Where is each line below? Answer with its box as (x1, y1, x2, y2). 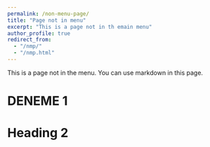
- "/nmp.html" (13, 50, 55, 57)
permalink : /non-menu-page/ (7, 10, 90, 17)
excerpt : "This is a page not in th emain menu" (7, 23, 152, 30)
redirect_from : (7, 36, 52, 43)
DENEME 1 (7, 93, 68, 109)
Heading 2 (7, 125, 69, 141)
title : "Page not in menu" (7, 17, 86, 24)
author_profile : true (7, 29, 71, 37)
